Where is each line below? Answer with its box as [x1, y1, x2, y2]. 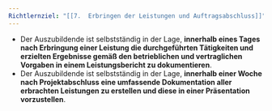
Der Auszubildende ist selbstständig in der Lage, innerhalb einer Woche [19, 68, 263, 78]
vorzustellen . [19, 94, 66, 104]
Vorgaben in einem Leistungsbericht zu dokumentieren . [19, 60, 212, 70]
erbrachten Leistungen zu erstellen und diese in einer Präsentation [19, 86, 250, 96]
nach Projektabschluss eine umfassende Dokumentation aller [19, 77, 232, 87]
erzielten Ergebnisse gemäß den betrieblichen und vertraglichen [19, 51, 243, 61]
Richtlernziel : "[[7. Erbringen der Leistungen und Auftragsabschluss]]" [8, 11, 266, 20]
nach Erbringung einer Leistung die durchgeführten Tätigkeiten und [19, 42, 253, 53]
